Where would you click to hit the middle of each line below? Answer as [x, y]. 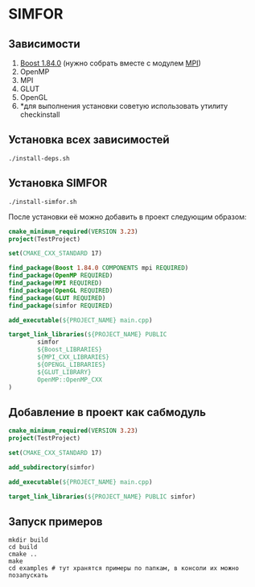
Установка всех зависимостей [89, 140]
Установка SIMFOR [58, 183]
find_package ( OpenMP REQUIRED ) [61, 276]
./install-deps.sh [39, 158]
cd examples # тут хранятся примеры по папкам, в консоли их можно [124, 568]
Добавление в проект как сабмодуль [107, 412]
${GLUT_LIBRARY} [64, 372]
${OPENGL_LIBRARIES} [72, 364]
